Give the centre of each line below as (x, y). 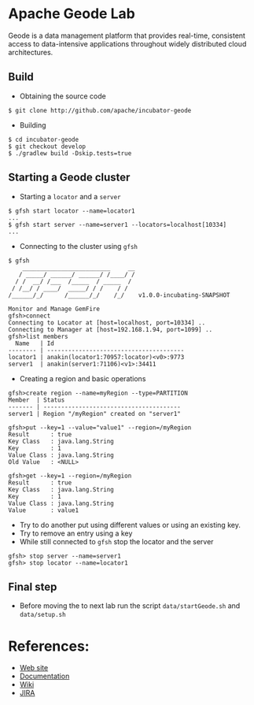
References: (49, 646)
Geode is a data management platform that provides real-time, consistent (127, 35)
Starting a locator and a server (70, 196)
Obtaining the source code (63, 96)
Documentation (44, 676)
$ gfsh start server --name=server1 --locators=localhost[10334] (117, 224)
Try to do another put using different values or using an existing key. (130, 525)
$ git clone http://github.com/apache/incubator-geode (100, 110)
